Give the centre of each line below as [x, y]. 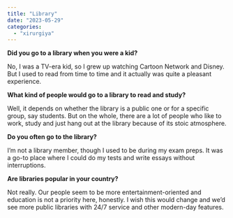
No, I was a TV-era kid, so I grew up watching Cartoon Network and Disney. [116, 66]
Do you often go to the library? [52, 137]
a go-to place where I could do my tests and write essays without [101, 158]
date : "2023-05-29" [36, 20]
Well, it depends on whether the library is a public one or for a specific [108, 108]
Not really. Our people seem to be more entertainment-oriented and [104, 192]
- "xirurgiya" [34, 33]
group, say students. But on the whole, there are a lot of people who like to [114, 116]
